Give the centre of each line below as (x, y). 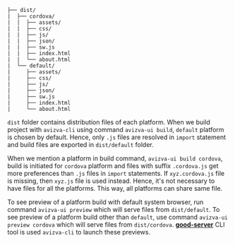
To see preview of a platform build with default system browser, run (106, 202)
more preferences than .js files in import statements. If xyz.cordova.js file (116, 173)
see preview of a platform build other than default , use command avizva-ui (117, 217)
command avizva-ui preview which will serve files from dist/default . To (114, 209)
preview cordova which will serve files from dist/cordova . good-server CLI (116, 225)
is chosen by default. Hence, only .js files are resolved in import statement (117, 137)
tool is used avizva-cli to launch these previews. (79, 232)
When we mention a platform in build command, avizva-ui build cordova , (115, 158)
